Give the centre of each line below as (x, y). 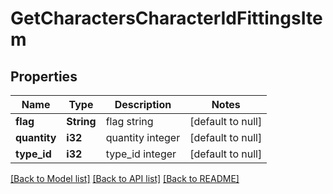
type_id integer (141, 154)
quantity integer (143, 137)
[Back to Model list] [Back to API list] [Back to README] (125, 178)
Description (143, 104)
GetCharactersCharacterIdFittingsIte (166, 18)
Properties (44, 76)
